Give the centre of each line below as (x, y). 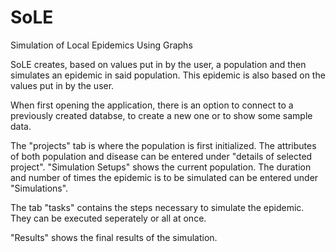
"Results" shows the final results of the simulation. (114, 237)
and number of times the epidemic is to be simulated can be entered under (164, 177)
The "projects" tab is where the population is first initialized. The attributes (163, 145)
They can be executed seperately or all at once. (108, 218)
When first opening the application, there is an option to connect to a (152, 105)
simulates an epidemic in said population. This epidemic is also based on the (168, 75)
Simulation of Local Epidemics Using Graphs (101, 45)
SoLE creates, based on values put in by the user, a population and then (158, 64)
